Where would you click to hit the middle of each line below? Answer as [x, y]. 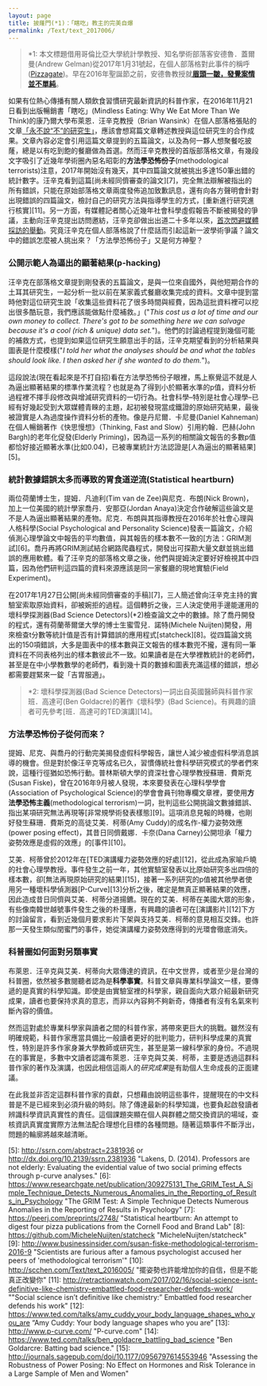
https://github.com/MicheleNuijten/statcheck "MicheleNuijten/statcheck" [128, 1235]
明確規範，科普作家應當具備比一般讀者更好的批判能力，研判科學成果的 [123, 1038]
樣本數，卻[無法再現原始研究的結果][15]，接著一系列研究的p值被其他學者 [127, 880]
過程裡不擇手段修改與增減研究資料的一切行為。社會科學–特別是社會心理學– [130, 397]
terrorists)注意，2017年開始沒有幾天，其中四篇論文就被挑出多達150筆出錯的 [132, 171]
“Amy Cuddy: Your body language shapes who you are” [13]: [131, 1322]
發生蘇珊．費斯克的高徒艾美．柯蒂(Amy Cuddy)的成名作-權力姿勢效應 [129, 823]
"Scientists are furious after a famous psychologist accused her [137, 1251]
